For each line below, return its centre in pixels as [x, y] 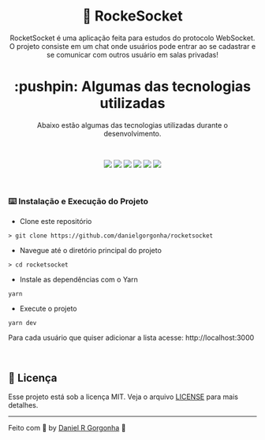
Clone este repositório [56, 222]
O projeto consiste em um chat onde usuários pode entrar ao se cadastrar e [132, 46]
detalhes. [23, 405]
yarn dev [22, 323]
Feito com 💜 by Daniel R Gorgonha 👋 [67, 427]
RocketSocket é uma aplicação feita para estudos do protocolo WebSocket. [132, 38]
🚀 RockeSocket [132, 16]
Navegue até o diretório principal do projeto [90, 251]
